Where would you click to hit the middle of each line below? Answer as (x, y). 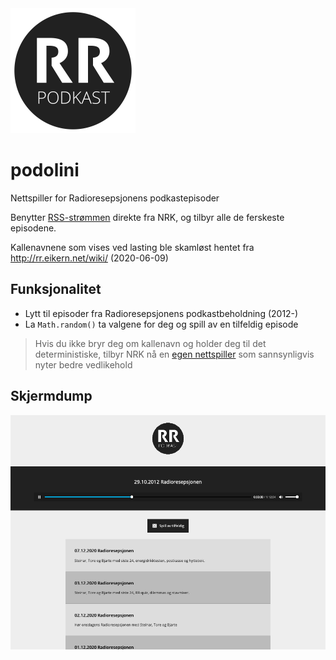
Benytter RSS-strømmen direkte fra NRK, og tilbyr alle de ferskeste (147, 217)
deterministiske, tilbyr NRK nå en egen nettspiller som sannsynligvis (174, 354)
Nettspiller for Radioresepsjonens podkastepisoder (115, 198)
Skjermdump (51, 396)
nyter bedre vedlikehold (83, 364)
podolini (45, 170)
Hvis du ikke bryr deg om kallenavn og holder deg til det (150, 343)
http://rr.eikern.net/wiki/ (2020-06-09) (89, 258)
